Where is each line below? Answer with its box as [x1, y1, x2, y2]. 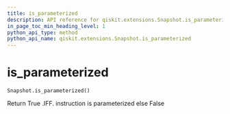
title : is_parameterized [7, 10, 78, 17]
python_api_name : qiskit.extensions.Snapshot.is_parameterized [7, 35, 192, 42]
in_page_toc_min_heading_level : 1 [7, 23, 106, 29]
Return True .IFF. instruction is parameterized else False [7, 100, 165, 108]
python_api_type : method [7, 29, 78, 36]
